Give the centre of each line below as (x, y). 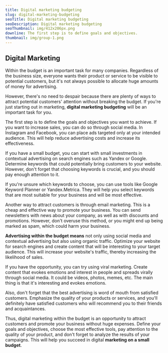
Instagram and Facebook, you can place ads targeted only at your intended (83, 133)
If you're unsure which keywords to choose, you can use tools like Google (81, 184)
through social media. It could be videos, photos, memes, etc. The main (79, 278)
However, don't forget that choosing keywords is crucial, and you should (80, 169)
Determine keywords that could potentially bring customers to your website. (83, 163)
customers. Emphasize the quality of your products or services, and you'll (81, 298)
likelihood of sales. (25, 257)
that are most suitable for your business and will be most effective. (74, 195)
